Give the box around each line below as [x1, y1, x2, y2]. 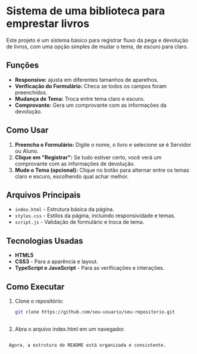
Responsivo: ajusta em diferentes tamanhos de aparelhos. [14, 76, 159, 83]
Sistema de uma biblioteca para [6, 4, 165, 18]
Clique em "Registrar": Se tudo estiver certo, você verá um [14, 153, 162, 161]
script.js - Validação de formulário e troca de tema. [14, 218, 145, 226]
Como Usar [6, 125, 49, 136]
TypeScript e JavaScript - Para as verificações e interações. [14, 264, 165, 272]
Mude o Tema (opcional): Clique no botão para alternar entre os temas [14, 166, 189, 174]
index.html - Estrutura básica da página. [14, 206, 114, 213]
